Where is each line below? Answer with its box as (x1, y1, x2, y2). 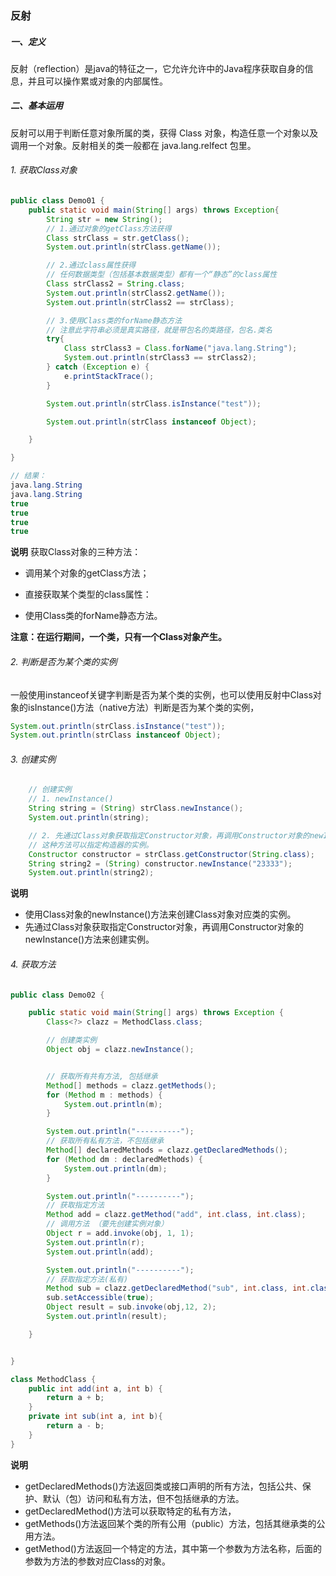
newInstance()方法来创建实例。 (24, 933, 155, 946)
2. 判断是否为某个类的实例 (10, 655, 118, 667)
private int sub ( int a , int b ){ (28, 1412, 163, 1422)
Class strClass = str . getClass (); (46, 233, 190, 243)
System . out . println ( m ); (63, 1099, 163, 1109)
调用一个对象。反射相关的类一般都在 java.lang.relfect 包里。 (10, 139, 257, 151)
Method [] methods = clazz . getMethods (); (46, 1080, 217, 1091)
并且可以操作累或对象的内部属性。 (27, 75, 168, 87)
